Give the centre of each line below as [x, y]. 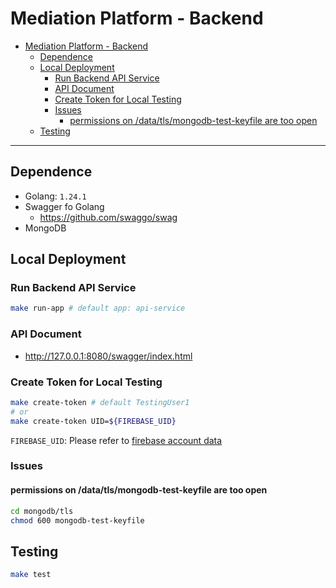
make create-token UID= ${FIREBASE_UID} [93, 421]
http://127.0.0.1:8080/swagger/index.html [108, 356]
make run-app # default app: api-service [98, 308]
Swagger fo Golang [64, 206]
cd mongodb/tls [42, 511]
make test [31, 575]
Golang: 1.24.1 [55, 196]
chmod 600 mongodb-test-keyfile [77, 520]
